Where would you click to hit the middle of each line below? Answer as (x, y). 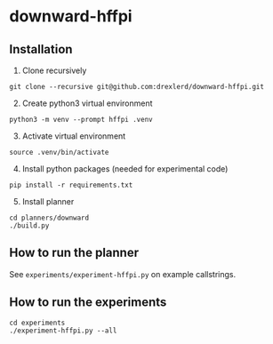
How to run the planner (74, 253)
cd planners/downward (49, 218)
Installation (41, 49)
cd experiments (37, 323)
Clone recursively (54, 70)
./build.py (29, 226)
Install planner (48, 201)
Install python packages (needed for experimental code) (125, 169)
